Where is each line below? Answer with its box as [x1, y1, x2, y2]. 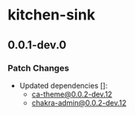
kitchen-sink [7, 6, 95, 24]
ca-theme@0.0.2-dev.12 [31, 89, 113, 99]
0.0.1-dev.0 [7, 38, 67, 52]
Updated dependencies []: [19, 80, 108, 90]
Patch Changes [7, 62, 70, 74]
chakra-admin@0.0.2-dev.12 [31, 97, 127, 107]
